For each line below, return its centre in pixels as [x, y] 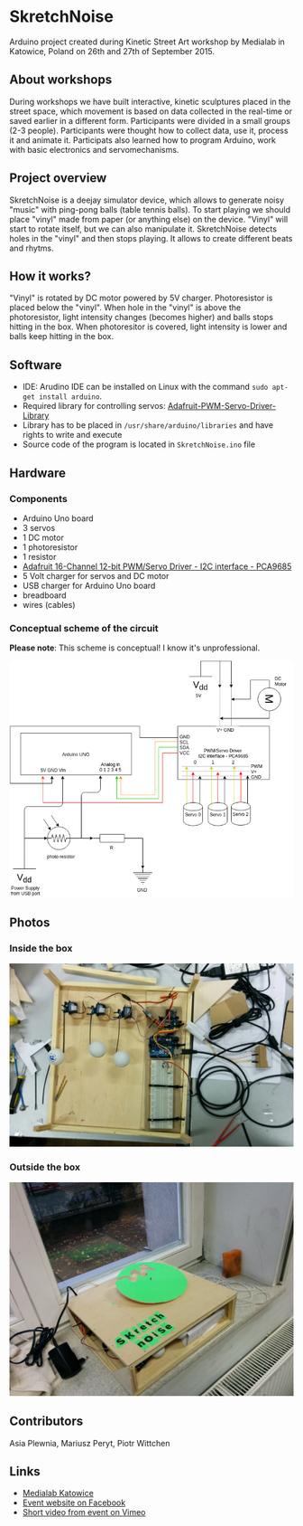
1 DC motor [43, 537]
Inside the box [41, 949]
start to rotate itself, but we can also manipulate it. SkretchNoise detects [143, 229]
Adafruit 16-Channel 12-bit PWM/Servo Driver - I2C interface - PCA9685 [157, 566]
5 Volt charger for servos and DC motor [96, 575]
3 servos [39, 527]
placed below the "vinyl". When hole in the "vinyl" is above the [125, 308]
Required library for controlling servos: [94, 406]
